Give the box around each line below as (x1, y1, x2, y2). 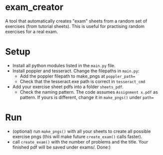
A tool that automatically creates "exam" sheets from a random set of (5, 18, 148, 24)
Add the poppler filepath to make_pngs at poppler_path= (19, 73, 136, 79)
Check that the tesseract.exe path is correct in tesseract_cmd (19, 78, 146, 84)
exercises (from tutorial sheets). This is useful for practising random (5, 23, 145, 29)
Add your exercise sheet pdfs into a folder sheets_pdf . (12, 84, 124, 90)
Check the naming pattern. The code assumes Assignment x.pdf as (19, 89, 158, 95)
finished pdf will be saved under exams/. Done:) (12, 144, 111, 150)
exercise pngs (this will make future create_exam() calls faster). (12, 134, 143, 140)
